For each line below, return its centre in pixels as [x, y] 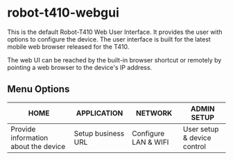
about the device [38, 146]
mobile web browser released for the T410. [68, 46]
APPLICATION [100, 113]
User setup [201, 129]
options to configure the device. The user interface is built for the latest [109, 39]
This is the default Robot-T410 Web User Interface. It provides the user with [115, 32]
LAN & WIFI [150, 142]
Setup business [99, 133]
